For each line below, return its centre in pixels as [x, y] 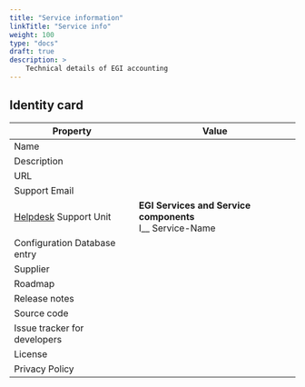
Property [72, 131]
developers [38, 339]
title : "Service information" [67, 18]
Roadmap [34, 283]
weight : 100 [32, 35]
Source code [41, 313]
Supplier [32, 269]
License [31, 353]
